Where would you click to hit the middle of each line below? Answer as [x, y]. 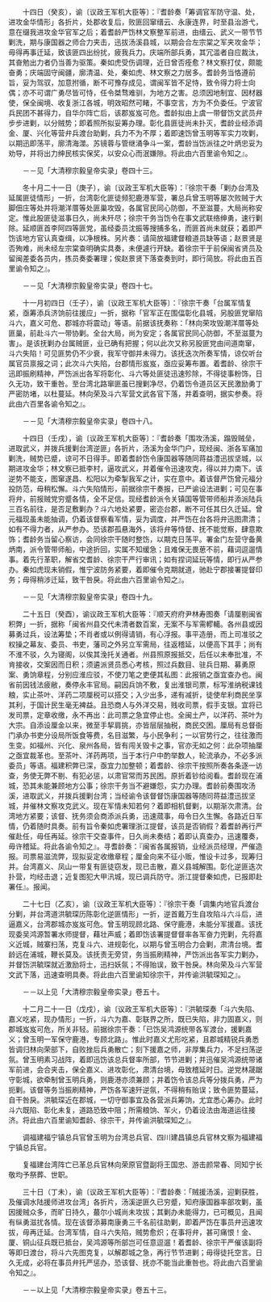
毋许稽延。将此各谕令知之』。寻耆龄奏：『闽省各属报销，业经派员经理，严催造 [135, 846]
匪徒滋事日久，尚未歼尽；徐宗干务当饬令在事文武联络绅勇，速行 [149, 218]
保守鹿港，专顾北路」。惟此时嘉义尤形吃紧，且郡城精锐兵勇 [155, 1039]
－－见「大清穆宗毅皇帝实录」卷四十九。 [90, 597]
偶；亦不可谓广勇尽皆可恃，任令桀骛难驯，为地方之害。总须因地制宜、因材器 [135, 93]
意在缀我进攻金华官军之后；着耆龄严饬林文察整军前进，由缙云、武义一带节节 [135, 32]
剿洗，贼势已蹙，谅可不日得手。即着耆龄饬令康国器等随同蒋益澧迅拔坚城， [132, 458]
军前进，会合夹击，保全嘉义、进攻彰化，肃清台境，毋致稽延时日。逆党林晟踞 [135, 1070]
